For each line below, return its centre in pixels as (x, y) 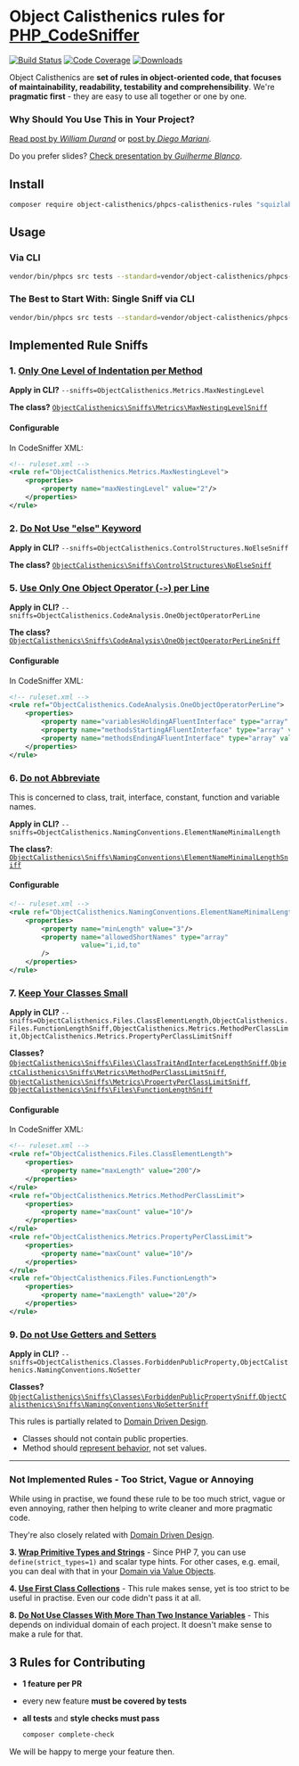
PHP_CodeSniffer (74, 35)
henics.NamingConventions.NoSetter (75, 1370)
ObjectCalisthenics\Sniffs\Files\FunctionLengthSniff (111, 1090)
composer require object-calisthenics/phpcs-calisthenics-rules (131, 205)
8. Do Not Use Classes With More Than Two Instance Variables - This (139, 1615)
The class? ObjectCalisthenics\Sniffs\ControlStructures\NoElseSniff (141, 565)
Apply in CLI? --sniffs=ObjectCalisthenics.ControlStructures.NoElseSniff (149, 548)
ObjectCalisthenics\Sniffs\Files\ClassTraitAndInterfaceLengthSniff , (140, 1063)
